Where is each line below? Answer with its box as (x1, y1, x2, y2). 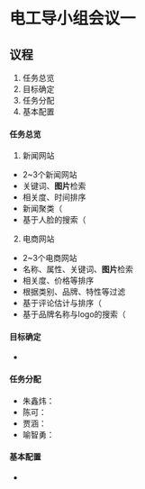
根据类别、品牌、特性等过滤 (22, 286, 126, 297)
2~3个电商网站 (22, 253, 78, 264)
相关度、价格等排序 (22, 276, 95, 286)
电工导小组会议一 (9, 8, 137, 29)
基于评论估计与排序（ (22, 298, 102, 309)
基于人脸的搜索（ (22, 214, 86, 225)
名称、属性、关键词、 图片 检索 (22, 264, 133, 275)
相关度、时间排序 (22, 192, 86, 203)
